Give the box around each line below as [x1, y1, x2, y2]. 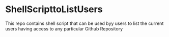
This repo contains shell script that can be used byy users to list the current [5, 20, 164, 26]
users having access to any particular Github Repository [5, 25, 123, 31]
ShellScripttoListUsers [5, 4, 103, 15]
